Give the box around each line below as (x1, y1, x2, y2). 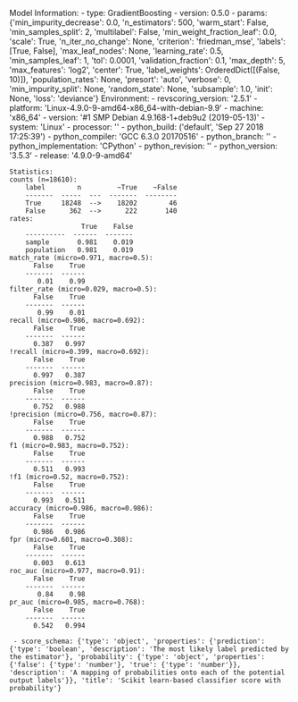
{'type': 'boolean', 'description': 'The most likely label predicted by (9, 645, 290, 654)
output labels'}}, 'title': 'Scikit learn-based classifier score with (9, 676, 281, 685)
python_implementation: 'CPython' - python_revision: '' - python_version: (9, 140, 278, 151)
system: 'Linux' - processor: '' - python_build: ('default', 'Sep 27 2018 (9, 122, 265, 132)
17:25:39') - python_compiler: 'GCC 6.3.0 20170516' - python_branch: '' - (9, 131, 277, 141)
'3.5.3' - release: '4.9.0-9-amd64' (9, 150, 133, 160)
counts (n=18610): (9, 175, 78, 184)
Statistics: (9, 167, 54, 176)
